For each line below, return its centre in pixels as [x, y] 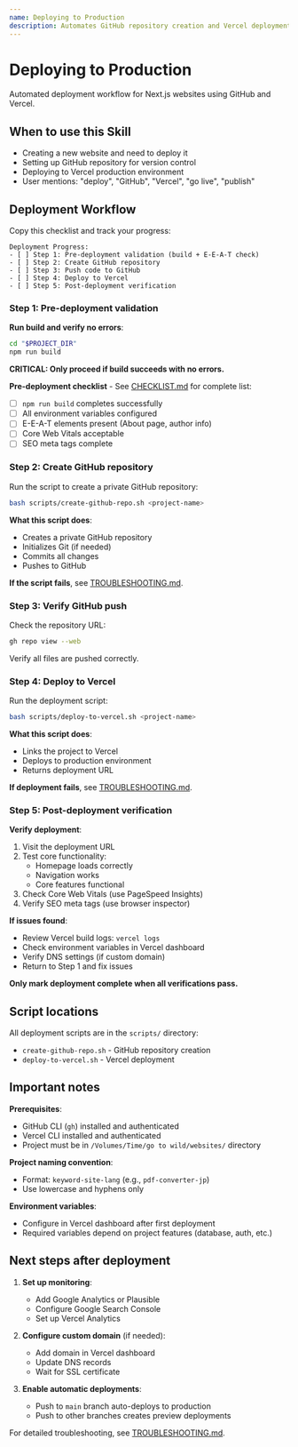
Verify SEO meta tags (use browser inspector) [106, 904]
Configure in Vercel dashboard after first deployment [118, 1223]
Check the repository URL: [58, 625]
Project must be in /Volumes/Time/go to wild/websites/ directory [141, 1145]
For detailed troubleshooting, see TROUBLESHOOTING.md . [118, 1433]
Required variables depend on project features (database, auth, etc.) [147, 1233]
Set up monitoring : [57, 1282]
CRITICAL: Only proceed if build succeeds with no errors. [117, 369]
